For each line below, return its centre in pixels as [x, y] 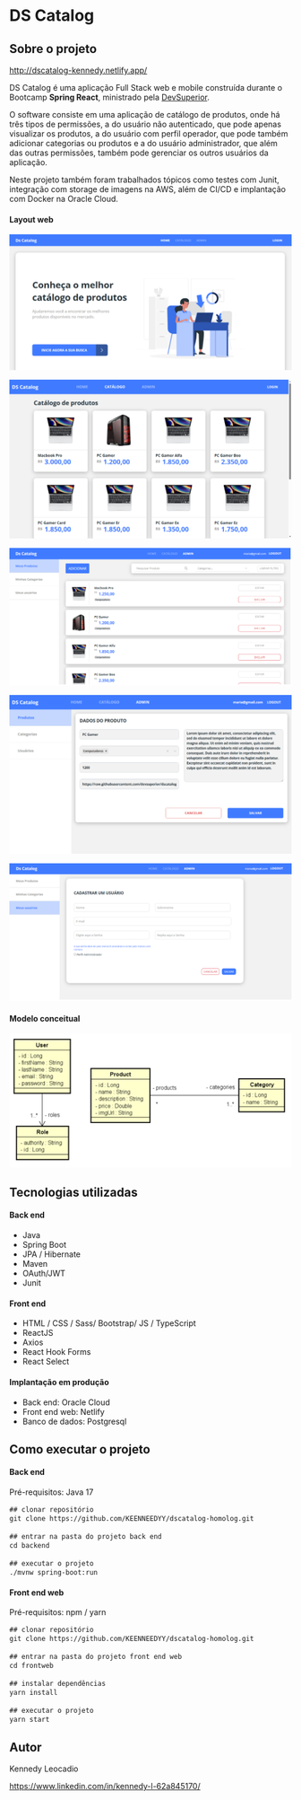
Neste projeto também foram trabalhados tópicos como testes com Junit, [144, 180]
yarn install [34, 1693]
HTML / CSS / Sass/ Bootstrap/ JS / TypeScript [109, 1323]
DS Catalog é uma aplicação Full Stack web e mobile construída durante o [146, 88]
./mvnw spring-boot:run [54, 1573]
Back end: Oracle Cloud [66, 1402]
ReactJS [38, 1333]
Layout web [31, 219]
